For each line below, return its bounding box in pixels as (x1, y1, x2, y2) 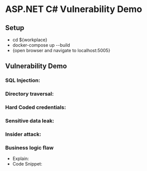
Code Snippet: (12, 161, 43, 167)
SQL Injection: (5, 77, 41, 84)
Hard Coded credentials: (5, 104, 66, 111)
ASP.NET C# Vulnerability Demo (5, 4, 142, 15)
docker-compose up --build (12, 42, 70, 48)
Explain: (12, 155, 29, 161)
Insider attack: (5, 131, 42, 137)
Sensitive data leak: (5, 117, 54, 124)
